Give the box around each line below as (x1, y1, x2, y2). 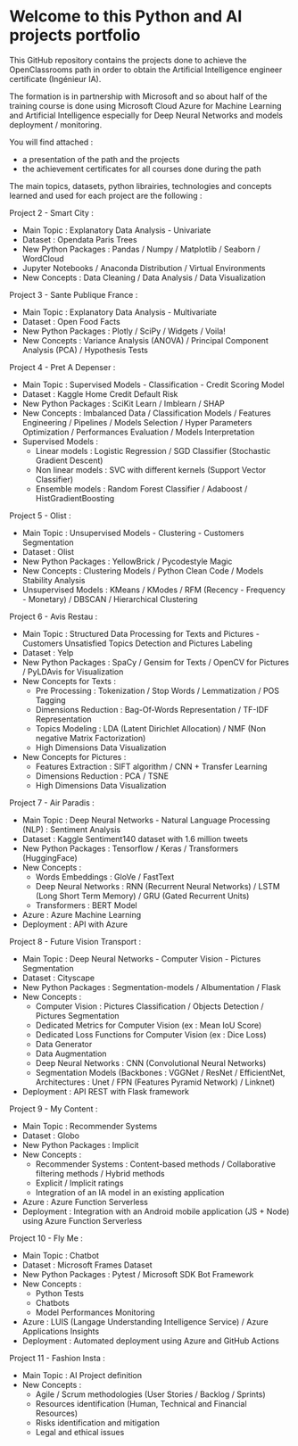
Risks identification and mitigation (35, 1417, 161, 1428)
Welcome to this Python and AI (9, 6, 243, 27)
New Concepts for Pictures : (21, 751, 127, 762)
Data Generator (35, 1038, 93, 1049)
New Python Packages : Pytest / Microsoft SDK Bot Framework (21, 1268, 254, 1279)
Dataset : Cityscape (21, 972, 95, 983)
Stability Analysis (21, 574, 86, 585)
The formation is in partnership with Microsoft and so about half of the (9, 91, 268, 102)
